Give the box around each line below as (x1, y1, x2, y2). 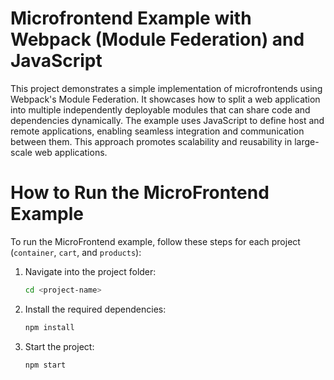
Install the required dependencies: (24, 303, 167, 315)
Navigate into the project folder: (24, 265, 157, 277)
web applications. (34, 146, 108, 158)
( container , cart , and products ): (10, 246, 142, 258)
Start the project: (24, 340, 95, 352)
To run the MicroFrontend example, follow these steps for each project (10, 235, 301, 247)
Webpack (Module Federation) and (10, 28, 305, 51)
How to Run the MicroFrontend (10, 182, 270, 204)
